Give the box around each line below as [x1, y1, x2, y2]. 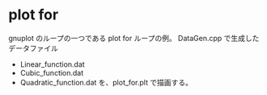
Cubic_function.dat [19, 68, 84, 77]
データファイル [8, 43, 58, 53]
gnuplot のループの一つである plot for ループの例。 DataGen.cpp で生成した [8, 33, 260, 43]
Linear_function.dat [19, 59, 85, 69]
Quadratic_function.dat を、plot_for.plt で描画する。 [19, 77, 193, 87]
